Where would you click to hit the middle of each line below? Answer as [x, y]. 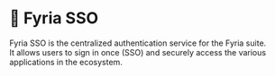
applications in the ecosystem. [66, 62]
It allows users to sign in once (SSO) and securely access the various [138, 52]
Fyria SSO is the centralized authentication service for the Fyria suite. [138, 43]
